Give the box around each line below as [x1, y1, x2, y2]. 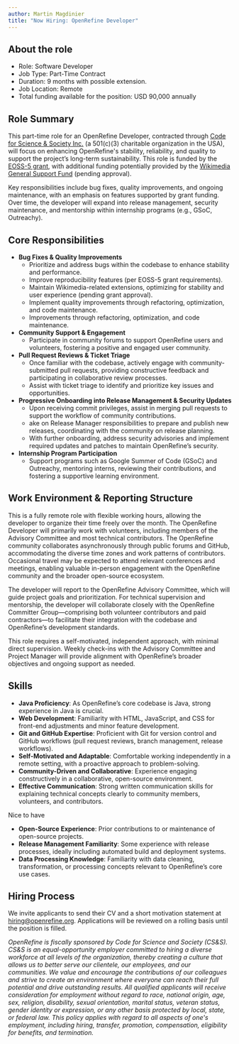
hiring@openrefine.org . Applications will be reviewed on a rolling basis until [8, 917, 228, 925]
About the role [8, 43, 73, 55]
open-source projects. [18, 832, 84, 840]
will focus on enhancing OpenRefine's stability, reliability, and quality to [8, 147, 216, 156]
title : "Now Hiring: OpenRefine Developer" [8, 17, 139, 24]
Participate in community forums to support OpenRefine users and [28, 335, 223, 344]
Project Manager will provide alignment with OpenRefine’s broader [8, 651, 201, 660]
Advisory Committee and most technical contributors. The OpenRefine [8, 533, 213, 542]
